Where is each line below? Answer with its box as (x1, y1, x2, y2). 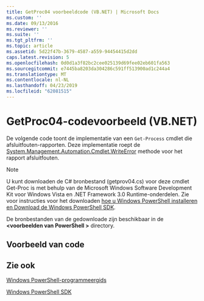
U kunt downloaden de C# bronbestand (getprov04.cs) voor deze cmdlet (6, 177, 190, 185)
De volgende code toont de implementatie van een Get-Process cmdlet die (6, 135, 193, 142)
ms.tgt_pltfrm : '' (6, 37, 53, 43)
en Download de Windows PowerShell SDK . (6, 204, 116, 211)
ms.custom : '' (6, 15, 43, 21)
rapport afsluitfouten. (6, 154, 60, 161)
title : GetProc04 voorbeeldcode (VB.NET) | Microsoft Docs (6, 9, 160, 15)
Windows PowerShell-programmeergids (6, 277, 107, 284)
